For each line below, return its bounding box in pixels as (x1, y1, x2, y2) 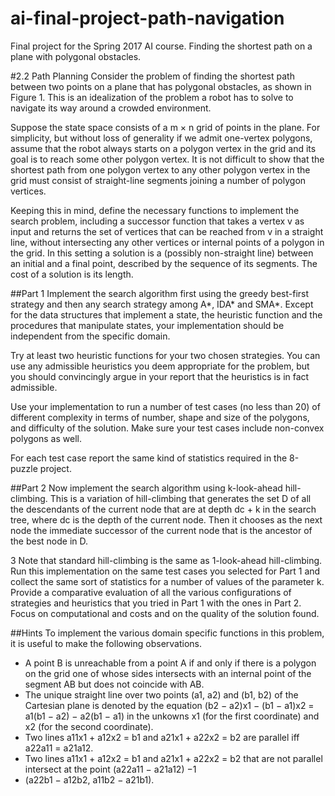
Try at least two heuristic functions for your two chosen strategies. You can (10, 349, 321, 361)
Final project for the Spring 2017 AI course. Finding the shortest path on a (10, 40, 313, 52)
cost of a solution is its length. (10, 268, 134, 280)
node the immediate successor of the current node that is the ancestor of (10, 524, 313, 536)
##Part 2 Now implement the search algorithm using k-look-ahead (10, 482, 283, 494)
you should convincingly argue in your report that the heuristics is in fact (10, 370, 310, 382)
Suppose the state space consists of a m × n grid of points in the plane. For (10, 121, 321, 133)
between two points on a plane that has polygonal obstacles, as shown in (10, 80, 312, 92)
